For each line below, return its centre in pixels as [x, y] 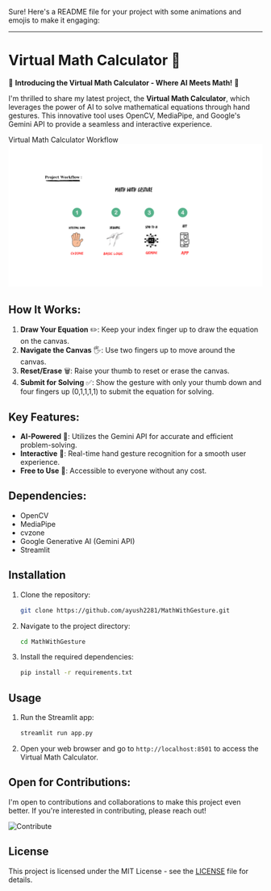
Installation [37, 575]
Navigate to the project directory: [75, 625]
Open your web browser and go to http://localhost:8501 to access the [139, 749]
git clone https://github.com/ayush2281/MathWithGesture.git [125, 610]
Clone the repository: [55, 594]
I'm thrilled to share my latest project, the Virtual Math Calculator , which [129, 98]
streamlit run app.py [56, 734]
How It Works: [45, 310]
